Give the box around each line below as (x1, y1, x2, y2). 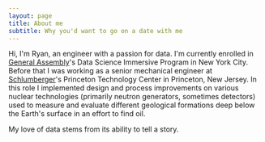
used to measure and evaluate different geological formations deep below (8, 100, 255, 110)
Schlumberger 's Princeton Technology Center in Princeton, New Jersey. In (8, 74, 258, 85)
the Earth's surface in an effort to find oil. (8, 109, 146, 119)
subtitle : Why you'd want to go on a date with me (8, 27, 183, 35)
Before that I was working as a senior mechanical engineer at (8, 66, 213, 76)
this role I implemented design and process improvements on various (8, 83, 239, 93)
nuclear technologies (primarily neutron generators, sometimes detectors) (8, 92, 256, 102)
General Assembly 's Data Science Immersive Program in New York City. (8, 57, 249, 67)
